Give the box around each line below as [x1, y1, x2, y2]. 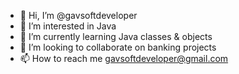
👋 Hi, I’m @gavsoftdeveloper [19, 10, 138, 21]
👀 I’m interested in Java [19, 20, 117, 32]
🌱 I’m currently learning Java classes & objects [19, 31, 213, 42]
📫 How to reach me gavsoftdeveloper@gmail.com [19, 53, 229, 64]
